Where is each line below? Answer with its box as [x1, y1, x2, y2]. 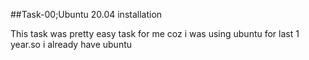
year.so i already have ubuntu [10, 39, 133, 50]
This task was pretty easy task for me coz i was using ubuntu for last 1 [10, 28, 300, 39]
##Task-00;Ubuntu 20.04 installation [10, 9, 163, 20]
